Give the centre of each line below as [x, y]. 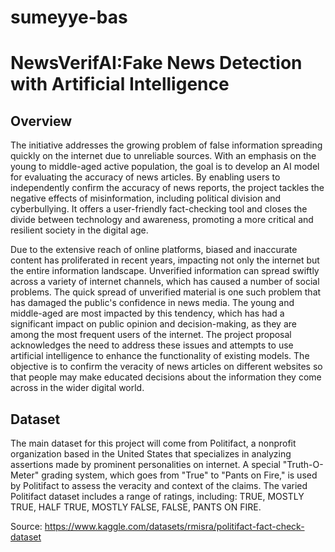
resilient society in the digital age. [79, 230]
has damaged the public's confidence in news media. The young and [152, 303]
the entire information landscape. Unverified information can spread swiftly [165, 271]
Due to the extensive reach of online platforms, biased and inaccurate [154, 250]
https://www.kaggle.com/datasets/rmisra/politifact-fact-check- [174, 526]
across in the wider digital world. [77, 388]
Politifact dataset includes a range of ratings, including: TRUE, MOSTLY [157, 496]
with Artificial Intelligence [120, 84]
